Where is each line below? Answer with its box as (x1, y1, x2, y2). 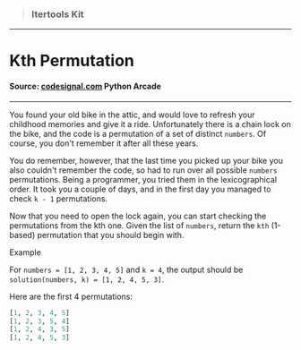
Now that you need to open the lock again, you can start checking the (9, 210, 267, 221)
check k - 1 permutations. (9, 192, 108, 204)
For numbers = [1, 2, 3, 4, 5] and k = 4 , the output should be (9, 264, 244, 275)
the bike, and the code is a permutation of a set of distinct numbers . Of (9, 128, 267, 139)
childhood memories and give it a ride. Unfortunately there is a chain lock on (9, 118, 291, 129)
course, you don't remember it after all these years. (9, 138, 199, 149)
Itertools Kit (30, 8, 84, 21)
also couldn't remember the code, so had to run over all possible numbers (9, 165, 278, 175)
